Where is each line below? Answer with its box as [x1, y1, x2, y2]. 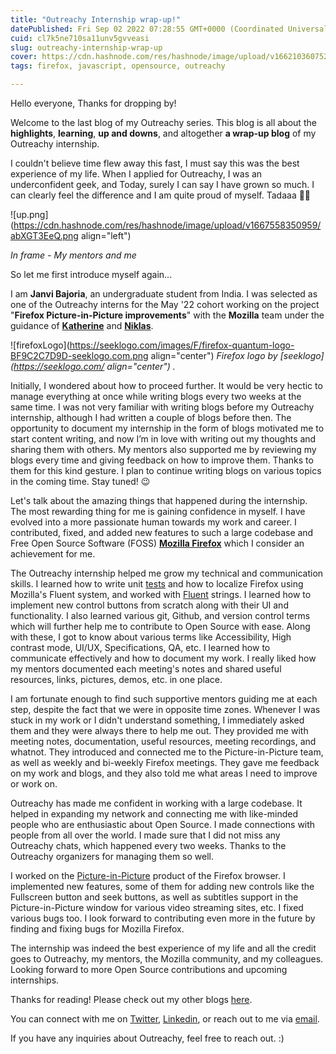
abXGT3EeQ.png [10, 230, 79, 241]
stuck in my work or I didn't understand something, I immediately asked [10, 714, 305, 726]
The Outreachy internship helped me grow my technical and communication [10, 567, 324, 579]
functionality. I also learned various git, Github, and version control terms [10, 610, 311, 621]
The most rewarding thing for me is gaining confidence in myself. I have [10, 506, 306, 517]
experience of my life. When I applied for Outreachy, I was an [10, 168, 263, 180]
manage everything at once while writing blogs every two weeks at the [10, 391, 302, 402]
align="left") [80, 230, 132, 241]
